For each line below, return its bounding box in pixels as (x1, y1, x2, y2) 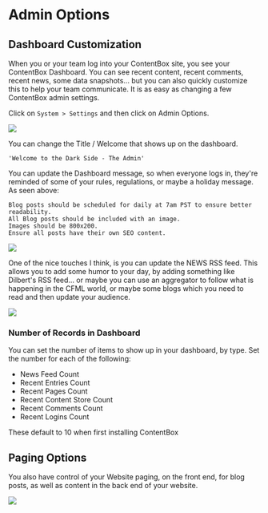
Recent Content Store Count (19, 395, 114, 405)
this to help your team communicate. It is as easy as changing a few (8, 84, 232, 94)
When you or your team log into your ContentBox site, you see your (8, 59, 230, 68)
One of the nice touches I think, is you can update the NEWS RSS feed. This (8, 258, 258, 268)
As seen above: (8, 186, 60, 195)
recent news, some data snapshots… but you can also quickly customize (8, 76, 248, 85)
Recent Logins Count (19, 412, 90, 422)
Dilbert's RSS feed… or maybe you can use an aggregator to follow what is (8, 275, 254, 285)
